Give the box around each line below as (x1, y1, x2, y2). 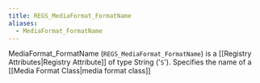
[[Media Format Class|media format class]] (8, 66, 151, 76)
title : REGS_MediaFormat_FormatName (8, 11, 132, 20)
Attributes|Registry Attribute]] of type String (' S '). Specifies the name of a (8, 57, 252, 67)
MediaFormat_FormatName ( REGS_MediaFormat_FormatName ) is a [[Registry (8, 49, 252, 59)
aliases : (8, 19, 38, 27)
